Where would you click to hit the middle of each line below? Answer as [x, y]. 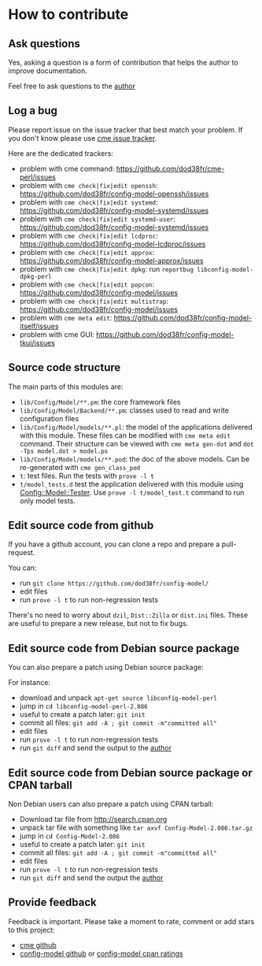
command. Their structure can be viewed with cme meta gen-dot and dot [137, 443]
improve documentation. [48, 71]
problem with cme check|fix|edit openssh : [89, 185]
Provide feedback [52, 903]
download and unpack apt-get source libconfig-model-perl [118, 698]
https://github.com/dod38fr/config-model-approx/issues [111, 261]
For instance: [30, 683]
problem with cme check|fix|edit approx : [87, 252]
